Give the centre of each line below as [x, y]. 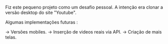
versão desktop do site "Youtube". [41, 12]
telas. [11, 37]
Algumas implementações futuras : [42, 22]
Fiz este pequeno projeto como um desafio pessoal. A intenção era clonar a [84, 7]
